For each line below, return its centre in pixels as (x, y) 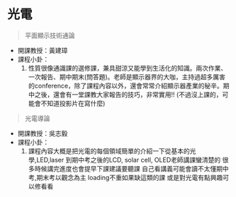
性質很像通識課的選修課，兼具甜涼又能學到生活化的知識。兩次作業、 (128, 68)
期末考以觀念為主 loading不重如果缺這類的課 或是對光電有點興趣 (130, 177)
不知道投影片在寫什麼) (73, 103)
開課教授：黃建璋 (43, 50)
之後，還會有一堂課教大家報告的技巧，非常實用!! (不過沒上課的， (128, 94)
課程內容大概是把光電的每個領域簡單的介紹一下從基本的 (109, 151)
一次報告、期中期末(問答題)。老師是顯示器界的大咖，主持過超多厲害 (127, 77)
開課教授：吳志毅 (43, 133)
